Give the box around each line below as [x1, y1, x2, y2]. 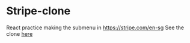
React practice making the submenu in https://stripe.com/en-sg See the [6, 24, 185, 31]
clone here [6, 30, 33, 37]
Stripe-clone [6, 4, 71, 18]
